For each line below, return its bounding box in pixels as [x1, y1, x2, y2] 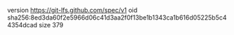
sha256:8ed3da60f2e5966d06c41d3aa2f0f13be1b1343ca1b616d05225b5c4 [7, 13, 227, 22]
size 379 [39, 21, 64, 29]
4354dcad [7, 21, 38, 29]
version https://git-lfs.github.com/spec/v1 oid [7, 6, 138, 14]
